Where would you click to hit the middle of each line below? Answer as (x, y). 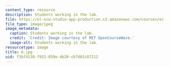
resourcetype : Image (27, 47)
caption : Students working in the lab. (52, 33)
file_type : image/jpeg (29, 24)
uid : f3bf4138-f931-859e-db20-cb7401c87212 (52, 57)
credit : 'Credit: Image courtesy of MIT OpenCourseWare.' (72, 38)
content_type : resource (30, 10)
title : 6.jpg (19, 52)
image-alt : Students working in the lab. (54, 43)
